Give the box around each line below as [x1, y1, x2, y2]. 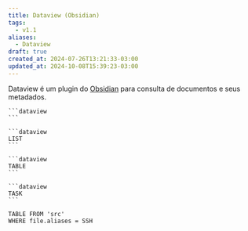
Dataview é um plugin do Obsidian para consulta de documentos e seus [8, 84, 241, 93]
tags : [8, 19, 26, 27]
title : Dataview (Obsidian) [8, 11, 100, 20]
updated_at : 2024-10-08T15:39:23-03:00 [8, 63, 139, 70]
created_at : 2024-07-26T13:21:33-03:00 [8, 56, 139, 63]
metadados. [8, 92, 47, 102]
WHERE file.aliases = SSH [8, 217, 93, 225]
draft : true [8, 48, 47, 56]
